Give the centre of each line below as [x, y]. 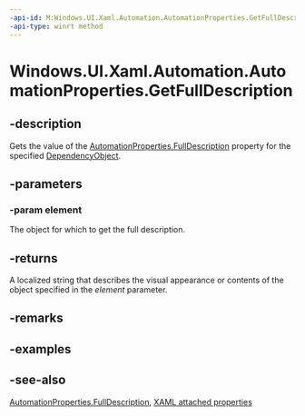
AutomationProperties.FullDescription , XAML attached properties [131, 401]
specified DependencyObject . [65, 155]
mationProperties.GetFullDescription [151, 90]
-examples [40, 349]
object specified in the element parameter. [89, 290]
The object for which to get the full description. [98, 230]
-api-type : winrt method [56, 26]
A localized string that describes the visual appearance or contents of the [147, 280]
